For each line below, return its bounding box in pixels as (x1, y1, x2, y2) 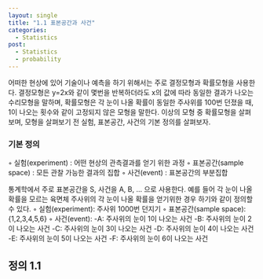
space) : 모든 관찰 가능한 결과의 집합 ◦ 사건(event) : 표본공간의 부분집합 (8, 168, 228, 178)
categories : (8, 26, 47, 34)
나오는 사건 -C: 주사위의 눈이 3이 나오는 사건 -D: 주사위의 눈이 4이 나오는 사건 (16, 224, 254, 233)
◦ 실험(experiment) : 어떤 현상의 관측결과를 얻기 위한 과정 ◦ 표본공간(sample (8, 158, 244, 167)
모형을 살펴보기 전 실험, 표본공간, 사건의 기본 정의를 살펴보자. (24, 117, 211, 127)
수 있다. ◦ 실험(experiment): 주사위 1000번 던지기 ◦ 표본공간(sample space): (8, 204, 247, 214)
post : (8, 41, 26, 49)
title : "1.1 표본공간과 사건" (8, 19, 96, 27)
